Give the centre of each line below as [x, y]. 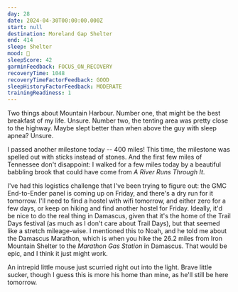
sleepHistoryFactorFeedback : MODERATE [65, 86]
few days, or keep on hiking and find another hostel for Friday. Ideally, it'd [115, 208]
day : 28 [19, 14]
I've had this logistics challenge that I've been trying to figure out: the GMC [117, 186]
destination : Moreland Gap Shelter [60, 34]
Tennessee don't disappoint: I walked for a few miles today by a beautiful [114, 164]
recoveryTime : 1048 [36, 73]
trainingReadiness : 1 [39, 93]
